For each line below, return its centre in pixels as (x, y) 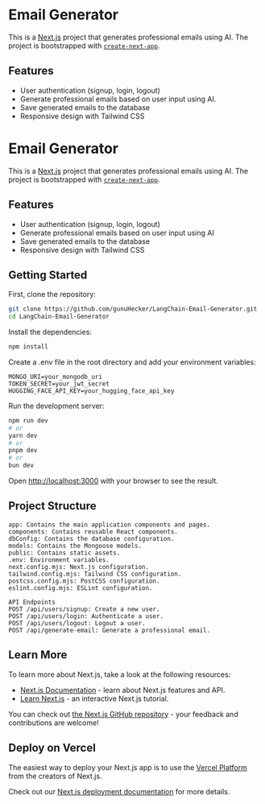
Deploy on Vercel (52, 748)
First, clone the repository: (52, 295)
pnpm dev (23, 451)
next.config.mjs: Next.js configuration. (79, 567)
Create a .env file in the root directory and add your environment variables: (132, 362)
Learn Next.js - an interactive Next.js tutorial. (94, 699)
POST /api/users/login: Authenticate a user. (86, 616)
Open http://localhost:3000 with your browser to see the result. (114, 481)
